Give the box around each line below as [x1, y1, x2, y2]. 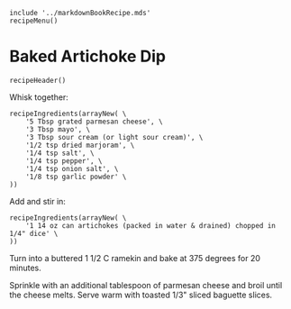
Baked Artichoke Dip [9, 46, 167, 67]
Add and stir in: [9, 195, 66, 206]
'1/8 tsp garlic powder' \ [25, 172, 127, 181]
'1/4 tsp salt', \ [25, 149, 95, 158]
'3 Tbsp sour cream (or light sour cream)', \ [25, 132, 204, 141]
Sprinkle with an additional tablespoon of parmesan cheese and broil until [9, 279, 283, 290]
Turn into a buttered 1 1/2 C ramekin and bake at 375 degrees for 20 [9, 252, 261, 263]
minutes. [9, 262, 42, 273]
